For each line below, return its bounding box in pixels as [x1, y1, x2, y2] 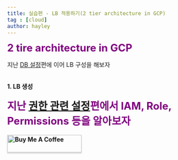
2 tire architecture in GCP [7, 42, 133, 55]
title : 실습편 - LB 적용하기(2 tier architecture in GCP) [7, 10, 166, 17]
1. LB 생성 [7, 83, 33, 91]
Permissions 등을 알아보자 [7, 114, 131, 128]
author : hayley [7, 23, 51, 29]
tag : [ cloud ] [7, 16, 48, 23]
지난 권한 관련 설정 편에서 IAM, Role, [7, 100, 172, 113]
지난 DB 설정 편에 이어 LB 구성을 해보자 [7, 61, 111, 69]
